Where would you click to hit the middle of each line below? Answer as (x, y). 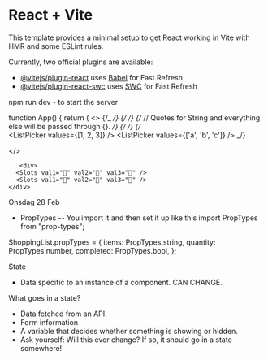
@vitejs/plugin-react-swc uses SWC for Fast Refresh (108, 86)
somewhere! (41, 348)
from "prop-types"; (52, 226)
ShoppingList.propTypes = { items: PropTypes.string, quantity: (112, 242)
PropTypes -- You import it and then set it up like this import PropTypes (139, 218)
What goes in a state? (45, 297)
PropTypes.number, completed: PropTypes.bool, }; (93, 250)
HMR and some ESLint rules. (56, 46)
